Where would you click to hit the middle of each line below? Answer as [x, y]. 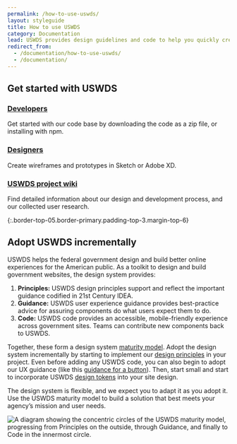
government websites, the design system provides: [81, 274]
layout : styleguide [36, 21]
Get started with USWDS [62, 89]
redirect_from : [30, 47]
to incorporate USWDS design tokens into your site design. [93, 377]
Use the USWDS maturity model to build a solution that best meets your [111, 398]
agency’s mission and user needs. [57, 405]
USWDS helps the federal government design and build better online [107, 259]
